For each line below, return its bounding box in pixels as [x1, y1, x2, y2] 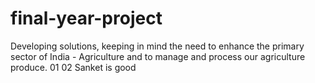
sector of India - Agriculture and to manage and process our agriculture [10, 50, 306, 62]
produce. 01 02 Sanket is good [10, 61, 137, 73]
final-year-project [10, 7, 163, 30]
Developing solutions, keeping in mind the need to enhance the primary [10, 40, 305, 52]
